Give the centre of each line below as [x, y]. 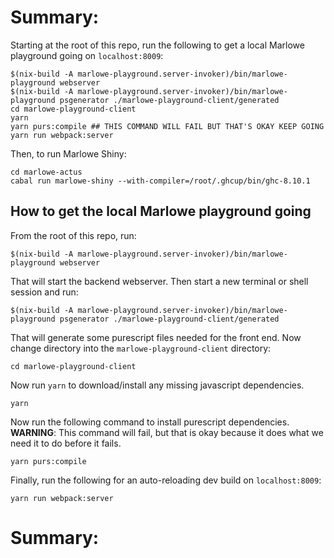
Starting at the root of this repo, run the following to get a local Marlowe [157, 45]
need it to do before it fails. [66, 443]
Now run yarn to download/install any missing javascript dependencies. [157, 385]
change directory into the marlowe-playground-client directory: [141, 348]
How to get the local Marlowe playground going [161, 211]
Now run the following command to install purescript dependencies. [150, 422]
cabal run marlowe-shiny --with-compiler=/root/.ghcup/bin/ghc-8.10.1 [160, 181]
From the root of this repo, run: [73, 235]
